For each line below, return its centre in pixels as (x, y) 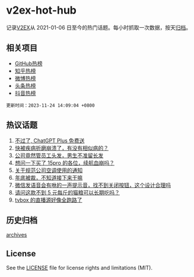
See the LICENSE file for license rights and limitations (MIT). (79, 268)
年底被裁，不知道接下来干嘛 (49, 177)
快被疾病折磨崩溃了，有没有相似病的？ (61, 148)
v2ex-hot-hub (42, 10)
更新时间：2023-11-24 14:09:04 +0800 (50, 105)
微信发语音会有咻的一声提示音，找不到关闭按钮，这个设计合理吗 (93, 185)
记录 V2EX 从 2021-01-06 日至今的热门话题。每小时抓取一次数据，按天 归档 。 (99, 27)
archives (17, 235)
